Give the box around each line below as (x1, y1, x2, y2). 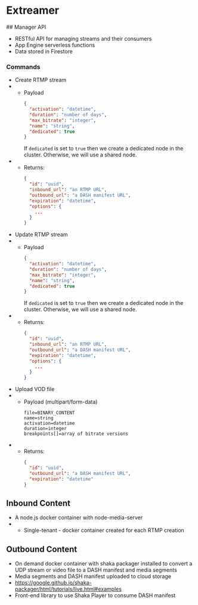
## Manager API (6, 23, 47, 31)
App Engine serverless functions (14, 41, 95, 49)
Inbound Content (6, 498, 70, 508)
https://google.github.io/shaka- (14, 579, 92, 586)
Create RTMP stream (14, 76, 67, 84)
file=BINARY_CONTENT (23, 410, 75, 416)
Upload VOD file (14, 386, 55, 393)
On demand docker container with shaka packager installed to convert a (14, 560, 193, 567)
